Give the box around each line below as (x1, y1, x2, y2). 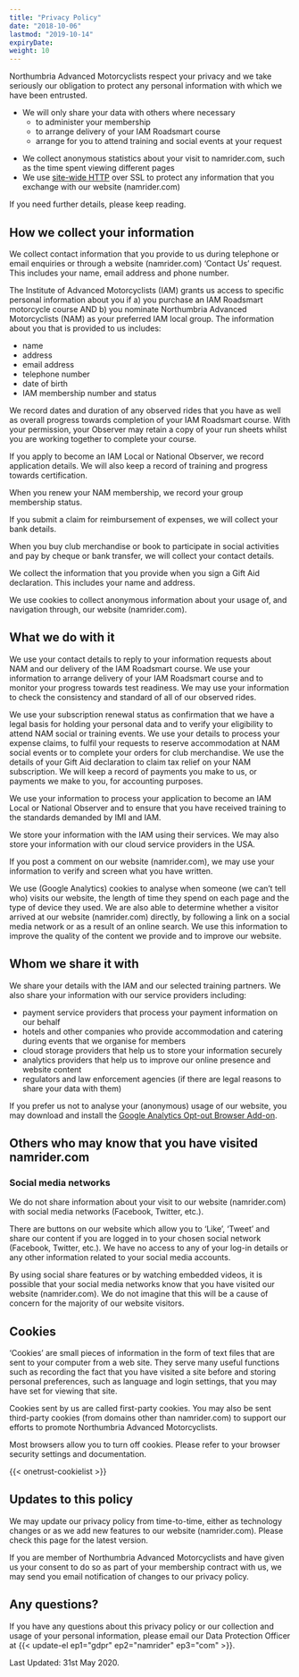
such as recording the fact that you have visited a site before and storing (9, 1367, 277, 1377)
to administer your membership (35, 117, 152, 128)
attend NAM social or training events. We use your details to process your (9, 728, 280, 739)
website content (21, 1063, 82, 1074)
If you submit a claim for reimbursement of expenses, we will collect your (9, 513, 278, 524)
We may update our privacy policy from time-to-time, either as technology (9, 1515, 283, 1526)
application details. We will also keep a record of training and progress (9, 460, 268, 470)
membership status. (9, 496, 83, 507)
